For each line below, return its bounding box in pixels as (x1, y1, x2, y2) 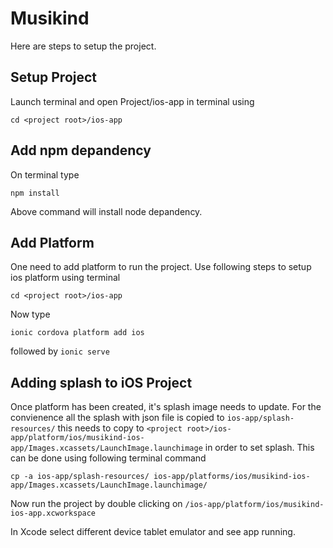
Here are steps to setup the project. (10, 40, 157, 52)
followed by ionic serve (10, 345, 110, 357)
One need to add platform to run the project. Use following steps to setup (10, 261, 312, 273)
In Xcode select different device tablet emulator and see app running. (10, 526, 296, 538)
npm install (10, 188, 60, 198)
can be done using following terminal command (10, 452, 207, 464)
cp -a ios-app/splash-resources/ (10, 472, 150, 482)
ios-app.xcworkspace (10, 508, 97, 519)
